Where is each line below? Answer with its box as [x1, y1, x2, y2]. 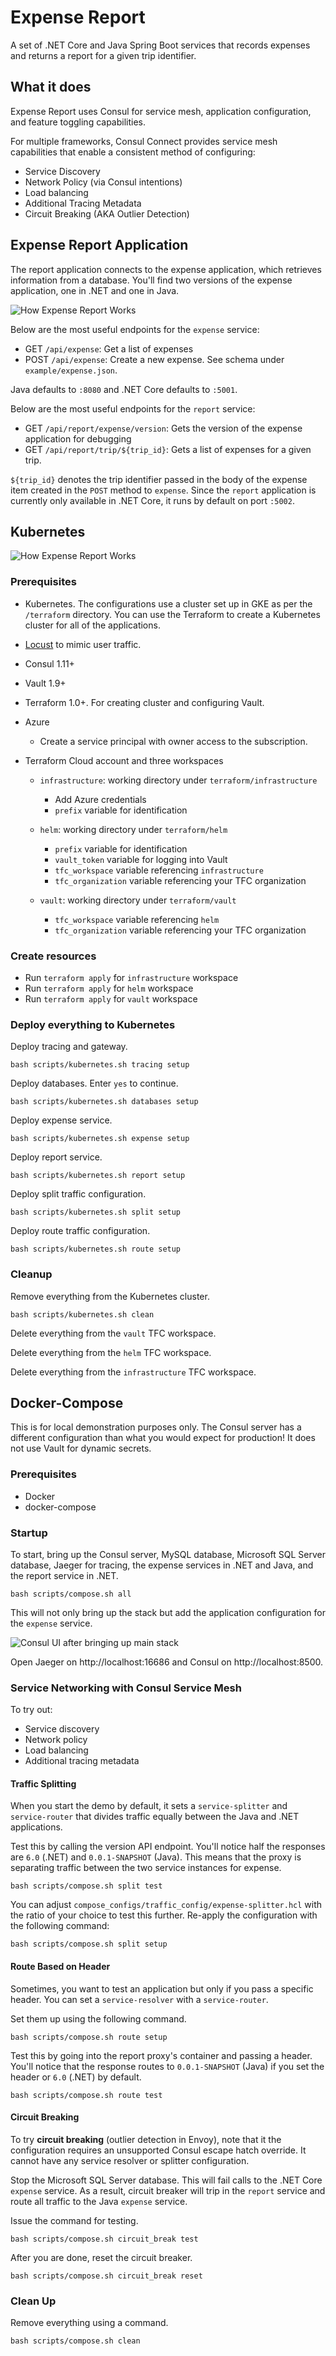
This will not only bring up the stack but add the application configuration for [10, 1606, 327, 1618]
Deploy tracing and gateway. [10, 1041, 128, 1053]
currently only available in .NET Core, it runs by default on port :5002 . [10, 494, 295, 506]
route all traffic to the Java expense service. [10, 2195, 188, 2207]
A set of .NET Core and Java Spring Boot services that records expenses [10, 39, 311, 51]
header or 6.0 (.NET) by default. [10, 2071, 142, 2083]
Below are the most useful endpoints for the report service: [10, 402, 256, 415]
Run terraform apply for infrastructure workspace [24, 971, 239, 983]
